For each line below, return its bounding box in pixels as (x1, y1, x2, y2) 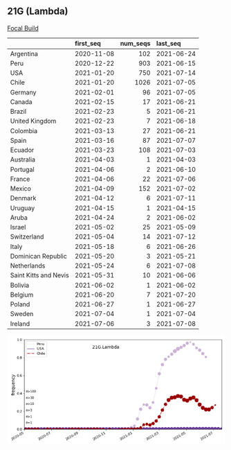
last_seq (156, 40, 181, 48)
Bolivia (10, 281, 30, 289)
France (10, 175, 30, 183)
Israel (10, 223, 26, 232)
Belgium (10, 291, 34, 299)
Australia (10, 155, 36, 164)
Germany (10, 88, 37, 96)
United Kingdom (10, 117, 57, 126)
